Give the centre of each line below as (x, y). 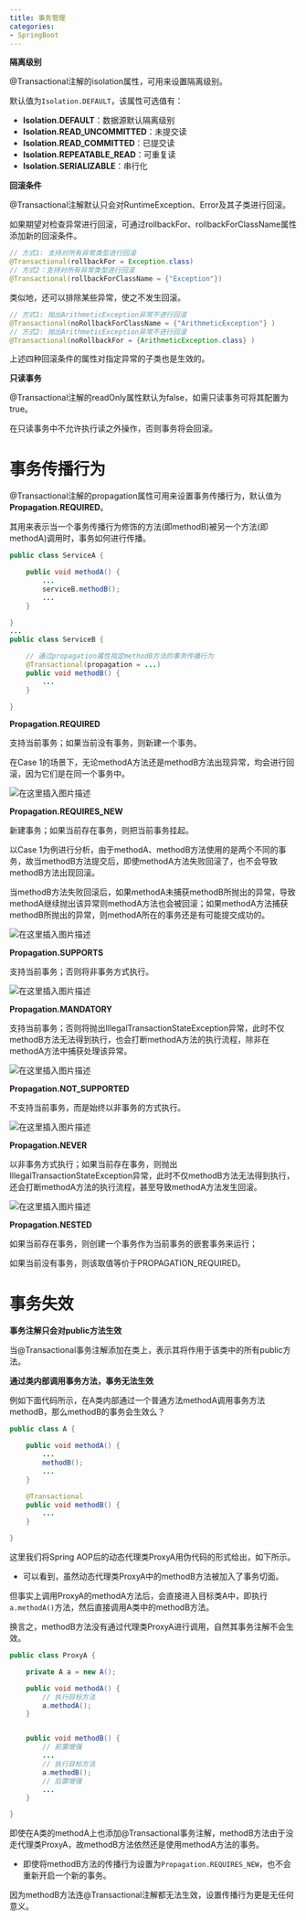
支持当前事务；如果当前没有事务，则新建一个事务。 (106, 743)
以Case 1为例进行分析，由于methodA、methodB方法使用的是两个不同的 (144, 850)
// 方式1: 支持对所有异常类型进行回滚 (73, 253)
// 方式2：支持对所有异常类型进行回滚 (72, 271)
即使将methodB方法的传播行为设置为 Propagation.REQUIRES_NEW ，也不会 (157, 1864)
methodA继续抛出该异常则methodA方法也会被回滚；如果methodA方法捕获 (149, 904)
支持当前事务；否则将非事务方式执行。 (81, 971)
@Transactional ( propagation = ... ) (94, 665)
